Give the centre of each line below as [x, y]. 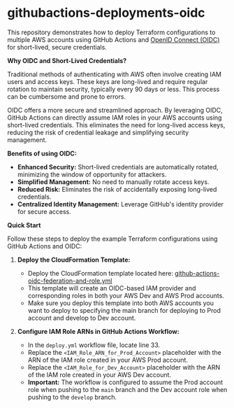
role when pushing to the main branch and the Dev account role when [127, 389]
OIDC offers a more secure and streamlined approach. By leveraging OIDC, [115, 110]
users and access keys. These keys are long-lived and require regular [108, 81]
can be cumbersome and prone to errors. [67, 97]
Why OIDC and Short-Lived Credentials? [67, 60]
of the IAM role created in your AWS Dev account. [100, 374]
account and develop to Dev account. [82, 318]
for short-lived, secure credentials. [57, 47]
